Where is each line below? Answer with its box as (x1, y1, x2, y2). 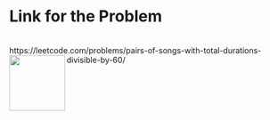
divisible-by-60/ (66, 54, 127, 65)
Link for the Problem (9, 6, 163, 27)
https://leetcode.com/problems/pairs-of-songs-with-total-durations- (9, 44, 262, 55)
